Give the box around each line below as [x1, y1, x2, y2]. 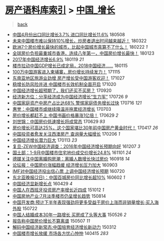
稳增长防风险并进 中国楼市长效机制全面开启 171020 [12, 81, 117, 87]
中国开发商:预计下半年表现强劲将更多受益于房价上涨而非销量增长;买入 [12, 199, 155, 205]
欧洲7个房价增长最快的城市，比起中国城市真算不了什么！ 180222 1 [12, 44, 148, 50]
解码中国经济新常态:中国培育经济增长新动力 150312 [12, 224, 117, 230]
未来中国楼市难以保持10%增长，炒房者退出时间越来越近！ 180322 [12, 38, 147, 44]
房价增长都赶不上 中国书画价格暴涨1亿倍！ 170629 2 [12, 112, 118, 118]
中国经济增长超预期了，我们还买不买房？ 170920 [12, 87, 112, 93]
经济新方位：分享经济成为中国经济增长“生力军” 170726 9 [12, 93, 128, 99]
